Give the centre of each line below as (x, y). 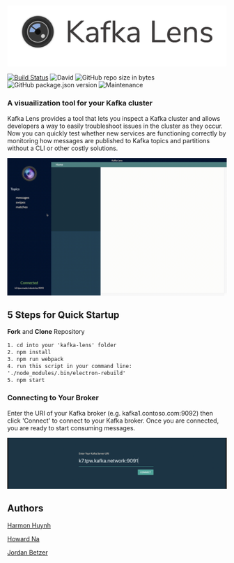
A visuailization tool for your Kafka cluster (80, 103)
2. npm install (29, 352)
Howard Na (23, 539)
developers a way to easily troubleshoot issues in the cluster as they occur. (115, 126)
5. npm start (26, 380)
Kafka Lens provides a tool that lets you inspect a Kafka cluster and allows (114, 118)
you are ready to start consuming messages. (71, 427)
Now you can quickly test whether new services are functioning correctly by (117, 133)
